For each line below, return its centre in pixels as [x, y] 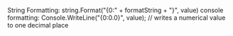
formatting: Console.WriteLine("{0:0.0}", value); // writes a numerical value [116, 18]
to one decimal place [38, 25]
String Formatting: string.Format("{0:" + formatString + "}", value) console [115, 10]
